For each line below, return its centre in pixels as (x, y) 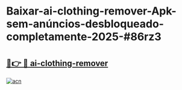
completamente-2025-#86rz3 (84, 37)
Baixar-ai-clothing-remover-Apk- (91, 11)
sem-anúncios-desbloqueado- (85, 24)
